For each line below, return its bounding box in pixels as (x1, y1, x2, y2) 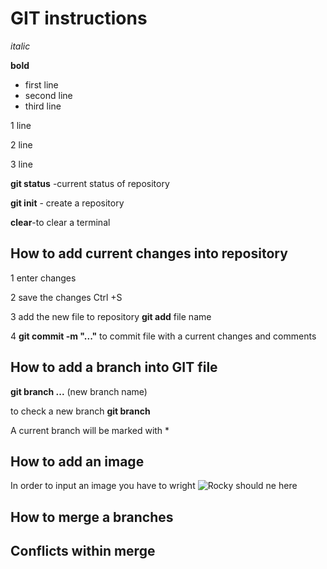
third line (24, 100, 62, 112)
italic (10, 40, 31, 52)
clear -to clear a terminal (10, 216, 111, 228)
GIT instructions (10, 7, 148, 30)
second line (24, 89, 73, 101)
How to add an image (10, 453, 145, 470)
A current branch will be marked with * (10, 424, 170, 436)
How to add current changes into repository (10, 245, 288, 262)
